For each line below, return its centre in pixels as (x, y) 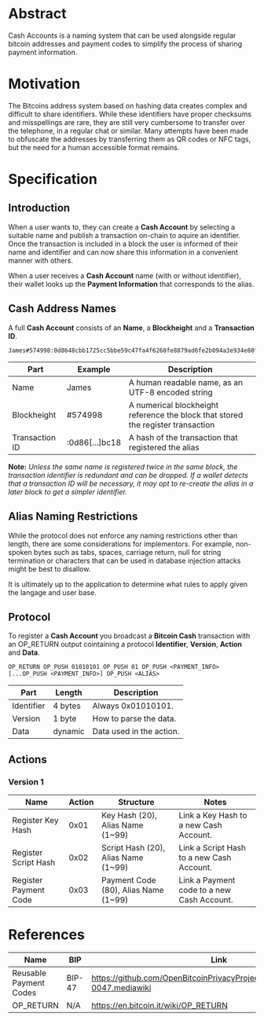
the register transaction (172, 424)
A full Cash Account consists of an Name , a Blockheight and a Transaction (132, 328)
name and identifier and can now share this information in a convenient (123, 252)
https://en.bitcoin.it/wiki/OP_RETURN (159, 1005)
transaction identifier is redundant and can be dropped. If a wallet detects (128, 475)
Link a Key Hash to (213, 815)
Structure (136, 802)
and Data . (24, 652)
